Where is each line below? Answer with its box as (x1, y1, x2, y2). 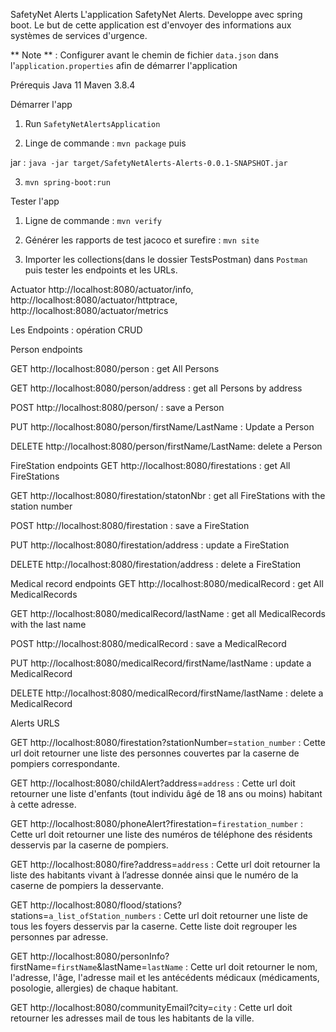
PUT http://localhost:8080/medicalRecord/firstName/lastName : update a (10, 657, 312, 669)
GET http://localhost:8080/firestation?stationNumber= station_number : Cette (10, 737, 326, 748)
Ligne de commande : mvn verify (24, 215, 163, 226)
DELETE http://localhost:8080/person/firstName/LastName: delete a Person (10, 440, 323, 452)
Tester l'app (10, 195, 60, 207)
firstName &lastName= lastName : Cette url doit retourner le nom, (56, 961, 318, 973)
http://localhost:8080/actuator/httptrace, (10, 294, 178, 306)
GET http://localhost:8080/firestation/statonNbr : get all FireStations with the (10, 490, 326, 501)
